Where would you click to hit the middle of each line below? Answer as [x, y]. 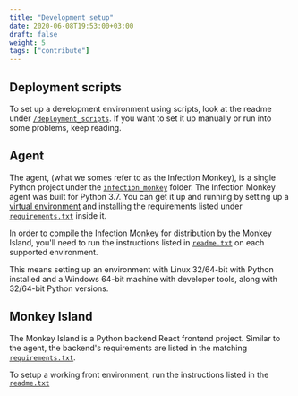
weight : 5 [28, 43]
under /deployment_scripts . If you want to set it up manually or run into [140, 118]
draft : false [34, 34]
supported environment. [54, 252]
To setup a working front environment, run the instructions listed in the [139, 374]
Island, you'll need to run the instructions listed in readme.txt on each [137, 242]
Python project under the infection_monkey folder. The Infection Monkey [142, 187]
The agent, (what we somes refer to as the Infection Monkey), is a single [142, 177]
